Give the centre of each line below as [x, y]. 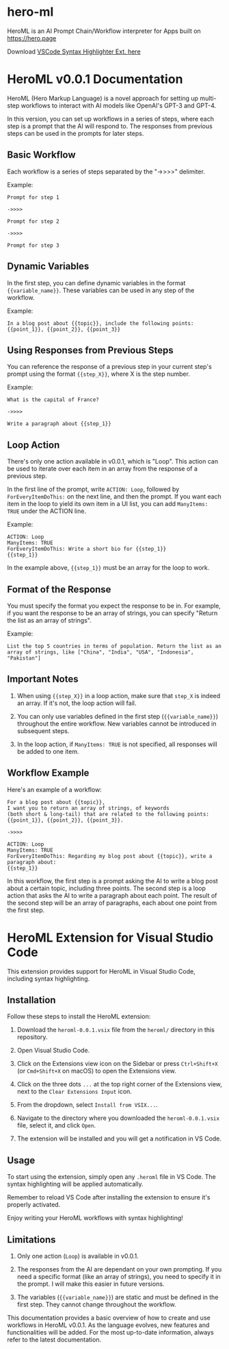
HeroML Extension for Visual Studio [110, 938]
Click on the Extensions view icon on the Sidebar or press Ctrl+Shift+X [117, 1064]
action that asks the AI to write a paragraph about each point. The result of [112, 895]
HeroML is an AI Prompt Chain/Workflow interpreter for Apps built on [104, 31]
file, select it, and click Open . [56, 1125]
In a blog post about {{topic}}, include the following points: [100, 323]
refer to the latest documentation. [54, 1339]
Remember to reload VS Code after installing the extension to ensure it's [109, 1197]
